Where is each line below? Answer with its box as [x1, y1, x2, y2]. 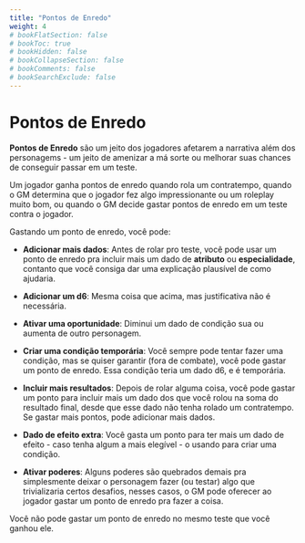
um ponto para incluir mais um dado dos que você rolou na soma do [22, 392, 280, 402]
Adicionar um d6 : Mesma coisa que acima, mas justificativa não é [22, 290, 271, 301]
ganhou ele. [9, 522, 55, 534]
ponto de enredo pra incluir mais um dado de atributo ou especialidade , [22, 253, 296, 265]
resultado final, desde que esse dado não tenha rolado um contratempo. [22, 402, 294, 412]
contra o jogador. [9, 208, 75, 219]
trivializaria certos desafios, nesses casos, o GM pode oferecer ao [22, 486, 272, 496]
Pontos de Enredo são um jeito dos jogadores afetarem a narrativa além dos [9, 142, 296, 153]
